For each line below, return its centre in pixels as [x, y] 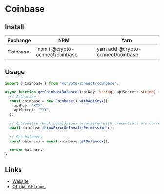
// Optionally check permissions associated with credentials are [78, 123]
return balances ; [27, 150]
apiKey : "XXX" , [29, 106]
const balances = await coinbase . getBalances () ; [60, 141]
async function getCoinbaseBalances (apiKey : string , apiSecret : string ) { [83, 92]
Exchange [19, 41]
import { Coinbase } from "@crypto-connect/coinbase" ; [62, 83]
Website [20, 181]
